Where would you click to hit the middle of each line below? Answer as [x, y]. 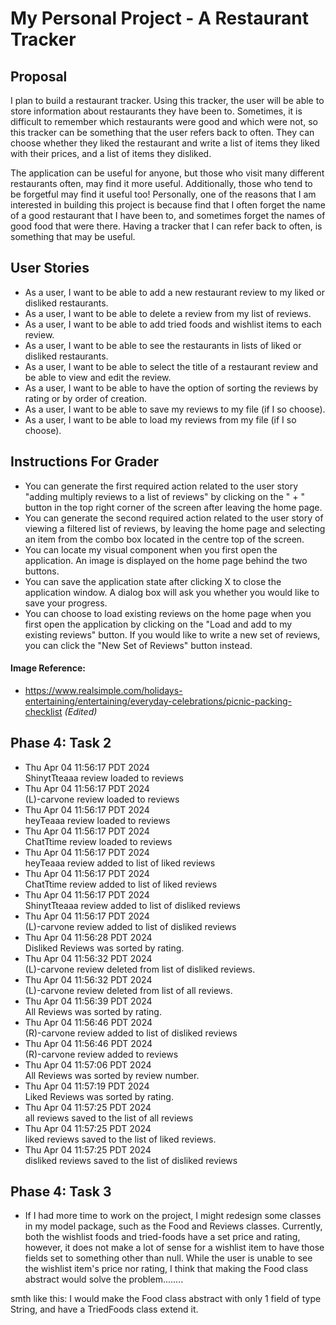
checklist [43, 711]
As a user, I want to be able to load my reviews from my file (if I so [160, 419]
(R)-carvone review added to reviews [101, 1054]
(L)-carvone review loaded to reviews [102, 799]
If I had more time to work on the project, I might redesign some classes [173, 1216]
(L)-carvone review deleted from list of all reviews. [128, 990]
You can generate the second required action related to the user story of [174, 518]
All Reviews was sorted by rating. [93, 1011]
